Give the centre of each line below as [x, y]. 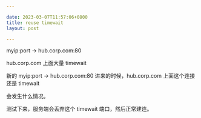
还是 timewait [23, 83]
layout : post [23, 28]
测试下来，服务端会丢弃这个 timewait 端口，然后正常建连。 [79, 109]
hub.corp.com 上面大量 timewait [46, 63]
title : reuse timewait [35, 23]
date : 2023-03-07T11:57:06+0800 [47, 17]
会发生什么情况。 [28, 96]
